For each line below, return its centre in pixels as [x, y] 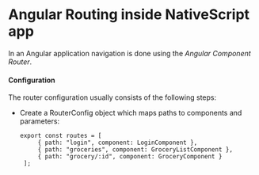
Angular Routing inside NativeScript [129, 15]
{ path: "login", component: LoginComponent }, [118, 143]
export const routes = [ [61, 136]
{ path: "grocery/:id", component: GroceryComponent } [130, 157]
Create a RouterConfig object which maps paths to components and [131, 113]
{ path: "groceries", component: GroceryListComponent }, [135, 150]
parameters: [40, 121]
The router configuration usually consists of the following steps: [112, 97]
